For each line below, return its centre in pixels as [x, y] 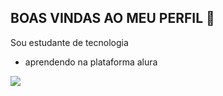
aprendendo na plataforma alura [91, 62]
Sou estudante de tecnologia [69, 42]
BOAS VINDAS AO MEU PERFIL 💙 [112, 18]
